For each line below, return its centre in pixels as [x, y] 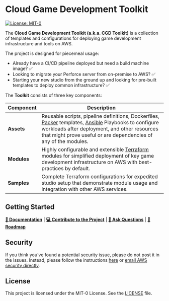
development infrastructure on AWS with [89, 162]
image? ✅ [23, 68]
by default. [77, 168]
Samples [18, 183]
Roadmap [16, 227]
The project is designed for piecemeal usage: [52, 53]
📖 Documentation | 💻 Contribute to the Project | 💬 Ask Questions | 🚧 [78, 219]
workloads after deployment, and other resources [100, 128]
